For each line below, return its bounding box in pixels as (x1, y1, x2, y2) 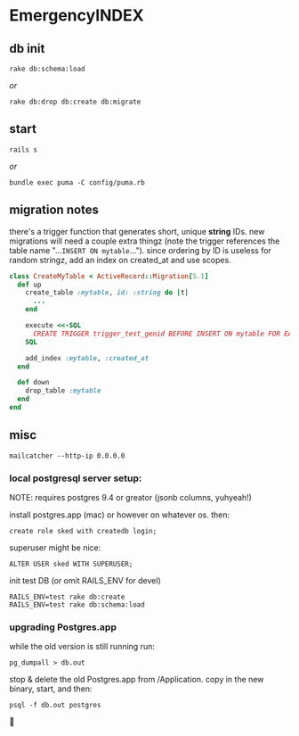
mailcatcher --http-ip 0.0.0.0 (9, 451, 125, 460)
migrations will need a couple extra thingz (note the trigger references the (9, 236, 280, 246)
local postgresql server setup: (9, 472, 142, 484)
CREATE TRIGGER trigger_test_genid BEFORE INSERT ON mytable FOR (32, 329, 280, 338)
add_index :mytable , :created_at (25, 353, 149, 362)
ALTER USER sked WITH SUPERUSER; (9, 559, 133, 568)
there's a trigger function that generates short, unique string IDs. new (9, 226, 265, 236)
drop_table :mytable (25, 386, 101, 395)
